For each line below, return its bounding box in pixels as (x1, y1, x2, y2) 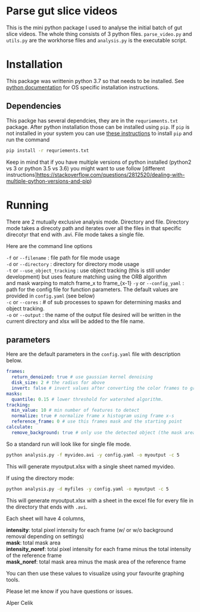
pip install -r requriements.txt (6, 148, 89, 154)
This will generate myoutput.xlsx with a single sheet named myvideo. (6, 463, 176, 470)
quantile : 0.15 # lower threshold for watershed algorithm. (11, 396, 164, 402)
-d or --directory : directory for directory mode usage (6, 260, 140, 267)
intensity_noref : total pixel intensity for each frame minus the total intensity (6, 545, 192, 552)
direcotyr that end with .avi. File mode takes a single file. (6, 231, 145, 238)
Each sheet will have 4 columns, (6, 515, 85, 522)
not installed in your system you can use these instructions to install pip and (6, 130, 192, 137)
